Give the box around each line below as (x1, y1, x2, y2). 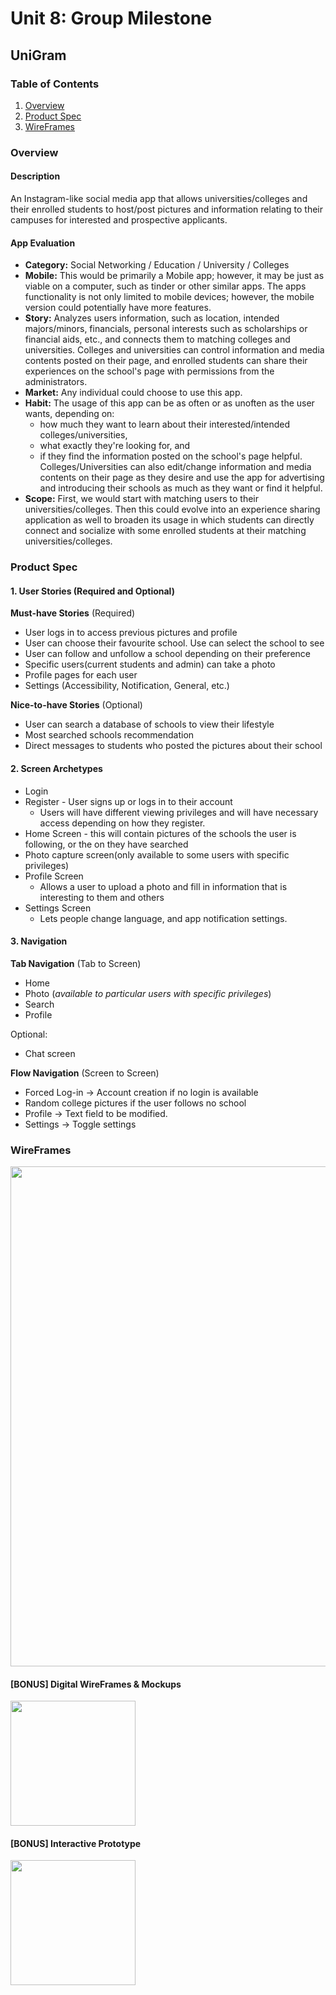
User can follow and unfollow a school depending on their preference (24, 648, 311, 660)
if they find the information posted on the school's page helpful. (39, 450, 303, 462)
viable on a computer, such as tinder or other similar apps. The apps (24, 280, 307, 292)
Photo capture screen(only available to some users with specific (24, 848, 290, 861)
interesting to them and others (39, 891, 165, 903)
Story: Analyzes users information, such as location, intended (24, 312, 280, 324)
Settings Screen (24, 902, 92, 914)
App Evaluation (10, 237, 76, 249)
